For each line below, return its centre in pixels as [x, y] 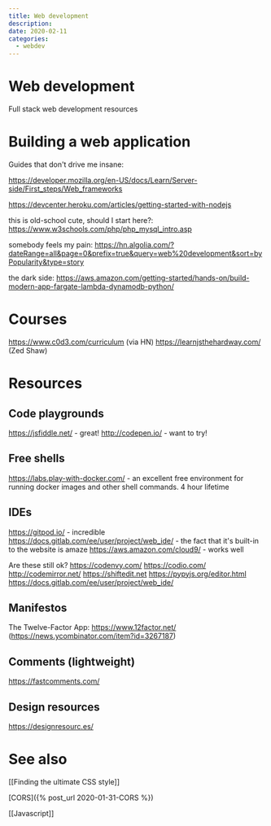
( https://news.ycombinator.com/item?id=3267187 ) [92, 636]
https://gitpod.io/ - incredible [57, 532]
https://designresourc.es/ [51, 726]
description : [31, 24]
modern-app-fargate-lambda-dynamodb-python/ [92, 286]
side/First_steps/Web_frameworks [66, 189]
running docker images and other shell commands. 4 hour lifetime [119, 487]
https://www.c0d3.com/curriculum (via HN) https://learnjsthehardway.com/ [135, 342]
